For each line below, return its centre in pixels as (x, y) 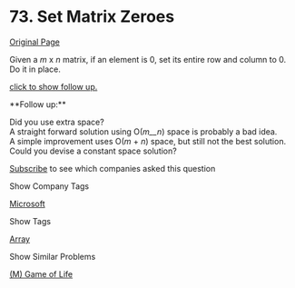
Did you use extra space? (57, 122)
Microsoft (27, 204)
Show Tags (30, 221)
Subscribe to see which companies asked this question (113, 168)
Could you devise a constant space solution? (93, 151)
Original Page (35, 42)
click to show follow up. (54, 86)
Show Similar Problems (53, 256)
